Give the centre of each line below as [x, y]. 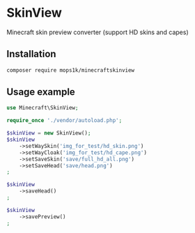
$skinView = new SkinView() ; [49, 133]
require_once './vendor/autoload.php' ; [64, 121]
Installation [31, 54]
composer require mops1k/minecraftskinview [71, 70]
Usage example [41, 92]
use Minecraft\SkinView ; [42, 108]
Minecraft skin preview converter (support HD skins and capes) [97, 32]
